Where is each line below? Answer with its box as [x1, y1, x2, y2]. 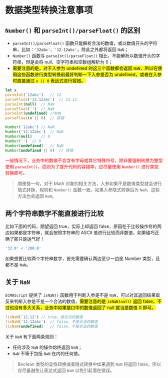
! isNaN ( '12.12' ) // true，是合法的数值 [5, 314, 83, 319]
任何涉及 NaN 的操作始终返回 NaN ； [12, 344, 82, 350]
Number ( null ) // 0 [5, 133, 50, 139]
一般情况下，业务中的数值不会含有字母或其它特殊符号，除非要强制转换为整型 [5, 157, 163, 163]
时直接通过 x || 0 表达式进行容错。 [12, 78, 86, 83]
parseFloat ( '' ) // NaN [5, 106, 55, 111]
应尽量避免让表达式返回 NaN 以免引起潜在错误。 [17, 367, 115, 373]
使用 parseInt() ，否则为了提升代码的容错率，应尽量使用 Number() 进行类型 [5, 163, 159, 170]
